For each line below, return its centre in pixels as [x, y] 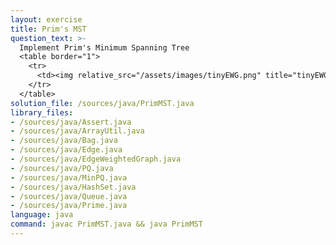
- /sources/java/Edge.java [66, 150]
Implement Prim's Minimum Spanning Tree [104, 47]
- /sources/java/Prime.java [69, 206]
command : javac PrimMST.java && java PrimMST [106, 224]
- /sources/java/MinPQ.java [69, 177]
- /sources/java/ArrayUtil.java [77, 131]
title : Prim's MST [48, 29]
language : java [42, 215]
